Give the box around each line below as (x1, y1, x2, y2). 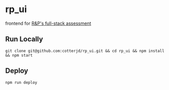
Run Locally (5, 35, 43, 43)
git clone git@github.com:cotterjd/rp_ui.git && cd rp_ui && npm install (5, 48, 165, 54)
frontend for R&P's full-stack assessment (5, 20, 91, 26)
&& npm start (5, 53, 33, 58)
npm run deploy (5, 80, 38, 85)
